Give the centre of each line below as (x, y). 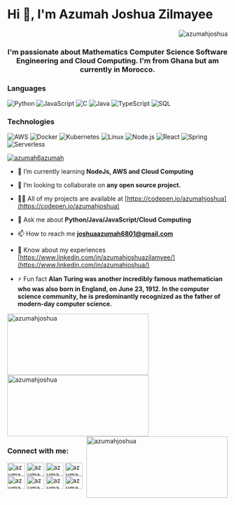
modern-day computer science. (65, 304)
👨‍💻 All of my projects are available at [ (72, 198)
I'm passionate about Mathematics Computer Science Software (117, 52)
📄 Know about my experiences (62, 250)
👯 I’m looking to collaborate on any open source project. (99, 185)
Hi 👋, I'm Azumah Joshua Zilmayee (110, 14)
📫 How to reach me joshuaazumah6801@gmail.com (95, 234)
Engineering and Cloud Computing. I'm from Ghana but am (117, 60)
